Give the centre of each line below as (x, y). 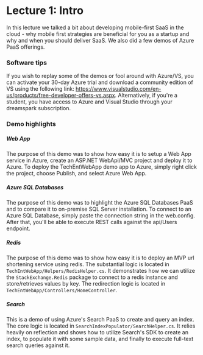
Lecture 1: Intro (45, 11)
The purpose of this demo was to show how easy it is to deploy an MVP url (100, 258)
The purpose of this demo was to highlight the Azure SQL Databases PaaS (100, 203)
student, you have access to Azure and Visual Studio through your (89, 102)
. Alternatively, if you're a (146, 96)
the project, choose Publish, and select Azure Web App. (77, 174)
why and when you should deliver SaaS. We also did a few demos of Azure (100, 40)
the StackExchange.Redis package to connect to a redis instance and (92, 277)
